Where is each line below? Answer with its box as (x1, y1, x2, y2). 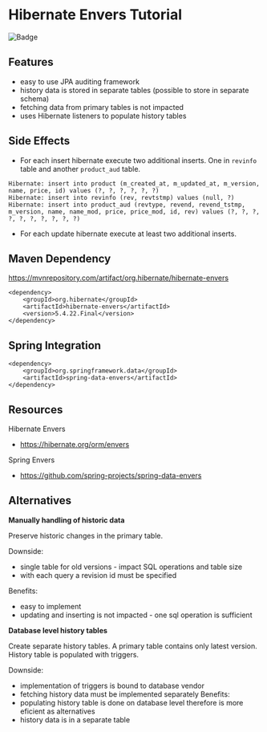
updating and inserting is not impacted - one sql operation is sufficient (19, 610, 253, 620)
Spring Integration (8, 339, 102, 352)
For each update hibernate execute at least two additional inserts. (19, 229, 237, 238)
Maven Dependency (8, 251, 111, 266)
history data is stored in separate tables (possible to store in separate (19, 85, 249, 95)
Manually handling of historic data (8, 515, 125, 525)
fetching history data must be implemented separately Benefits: (19, 689, 230, 699)
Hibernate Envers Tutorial (8, 6, 183, 24)
